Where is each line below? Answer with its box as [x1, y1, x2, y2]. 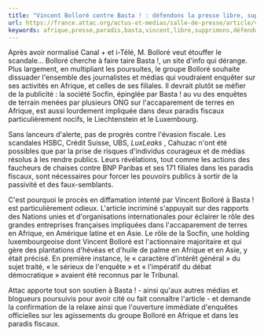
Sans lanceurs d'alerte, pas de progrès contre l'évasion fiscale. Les [8, 130, 226, 139]
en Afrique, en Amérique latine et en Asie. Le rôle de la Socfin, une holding [8, 229, 250, 238]
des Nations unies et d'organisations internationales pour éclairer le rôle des [8, 212, 255, 221]
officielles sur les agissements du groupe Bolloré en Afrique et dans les [8, 311, 239, 320]
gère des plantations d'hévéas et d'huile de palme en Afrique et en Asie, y [8, 246, 247, 255]
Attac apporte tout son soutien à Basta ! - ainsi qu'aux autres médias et [8, 286, 238, 295]
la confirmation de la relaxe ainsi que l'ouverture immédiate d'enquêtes [8, 302, 238, 312]
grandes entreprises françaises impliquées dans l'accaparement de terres [8, 220, 247, 230]
